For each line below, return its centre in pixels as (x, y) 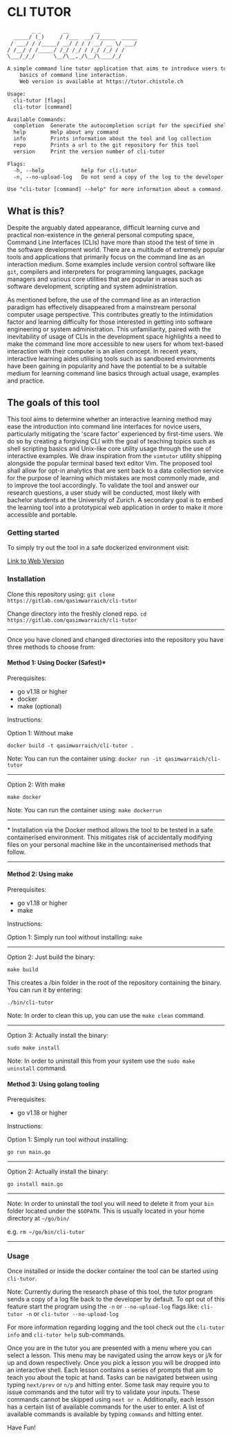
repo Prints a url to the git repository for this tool (106, 145)
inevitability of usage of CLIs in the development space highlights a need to (114, 337)
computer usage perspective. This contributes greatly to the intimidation (110, 315)
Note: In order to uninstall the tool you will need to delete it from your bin (110, 1204)
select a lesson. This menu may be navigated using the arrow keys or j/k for (115, 1355)
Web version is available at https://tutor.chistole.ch (102, 82)
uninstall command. (37, 1068)
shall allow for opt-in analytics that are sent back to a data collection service (116, 470)
